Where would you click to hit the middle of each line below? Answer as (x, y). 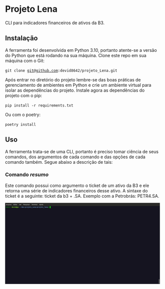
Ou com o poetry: (23, 114)
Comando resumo (27, 175)
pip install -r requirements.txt (39, 105)
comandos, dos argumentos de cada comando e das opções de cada (75, 157)
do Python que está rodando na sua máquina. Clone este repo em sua (76, 55)
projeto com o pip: (24, 95)
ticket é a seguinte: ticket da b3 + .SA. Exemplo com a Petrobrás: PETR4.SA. (82, 196)
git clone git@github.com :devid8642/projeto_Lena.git (61, 71)
